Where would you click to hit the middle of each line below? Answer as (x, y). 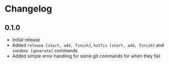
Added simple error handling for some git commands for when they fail (86, 56)
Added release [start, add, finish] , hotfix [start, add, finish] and (88, 45)
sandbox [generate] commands (45, 51)
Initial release (26, 40)
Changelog (28, 9)
